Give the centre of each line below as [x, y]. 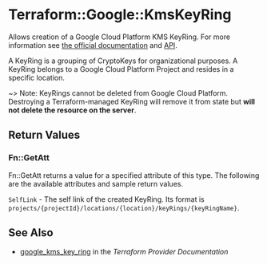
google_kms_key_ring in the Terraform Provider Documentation [124, 252]
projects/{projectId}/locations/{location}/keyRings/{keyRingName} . [124, 207]
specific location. [37, 77]
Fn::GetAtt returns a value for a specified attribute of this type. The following [134, 175]
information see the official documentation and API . [93, 45]
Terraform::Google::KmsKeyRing [120, 15]
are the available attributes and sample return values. [96, 183]
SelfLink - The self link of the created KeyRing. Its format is [107, 199]
